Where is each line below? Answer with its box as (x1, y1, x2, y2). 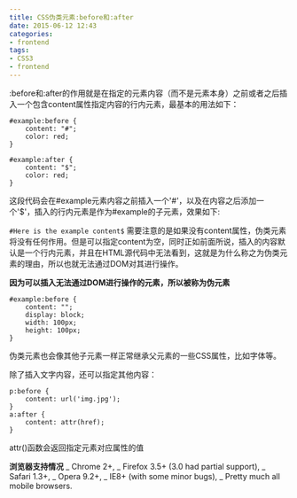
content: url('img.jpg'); (25, 394, 121, 403)
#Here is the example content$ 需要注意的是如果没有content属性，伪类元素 (9, 225, 286, 236)
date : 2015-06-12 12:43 (9, 21, 98, 30)
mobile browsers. (9, 480, 73, 491)
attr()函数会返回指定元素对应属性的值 (9, 442, 145, 453)
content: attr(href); (25, 417, 105, 426)
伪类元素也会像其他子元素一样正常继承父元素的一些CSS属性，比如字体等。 (9, 350, 282, 361)
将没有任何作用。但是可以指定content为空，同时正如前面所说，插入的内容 (9, 236, 278, 246)
